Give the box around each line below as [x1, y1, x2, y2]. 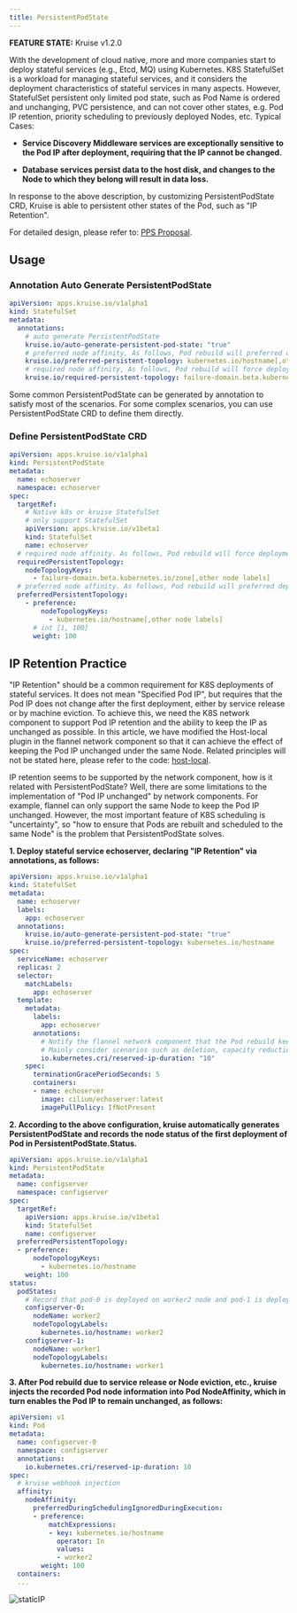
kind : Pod [9, 1422, 46, 1430]
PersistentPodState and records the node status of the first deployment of [9, 1128, 287, 1139]
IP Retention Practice [9, 656, 127, 671]
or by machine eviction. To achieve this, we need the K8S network [9, 708, 250, 719]
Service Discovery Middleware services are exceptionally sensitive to [21, 137, 285, 148]
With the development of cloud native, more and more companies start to [9, 54, 277, 65]
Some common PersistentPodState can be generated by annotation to [9, 389, 264, 400]
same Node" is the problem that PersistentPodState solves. [9, 829, 225, 839]
